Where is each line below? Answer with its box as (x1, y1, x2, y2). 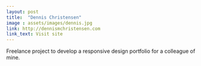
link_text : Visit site (6, 31, 63, 37)
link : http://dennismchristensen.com (6, 25, 101, 32)
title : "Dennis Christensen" (6, 14, 82, 20)
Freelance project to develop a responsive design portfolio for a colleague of (6, 47, 196, 55)
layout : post (6, 8, 39, 15)
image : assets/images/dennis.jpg (6, 20, 93, 26)
